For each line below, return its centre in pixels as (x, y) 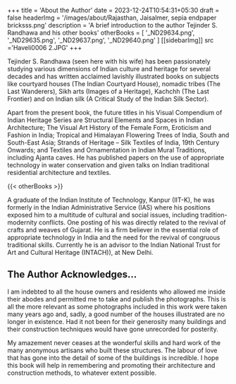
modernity (22, 222)
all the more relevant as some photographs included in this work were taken (117, 306)
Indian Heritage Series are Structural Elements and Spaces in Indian (106, 120)
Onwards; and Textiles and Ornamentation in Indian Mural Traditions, (107, 150)
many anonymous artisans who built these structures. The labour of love (112, 350)
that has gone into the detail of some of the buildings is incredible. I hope (113, 358)
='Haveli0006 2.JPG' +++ (45, 48)
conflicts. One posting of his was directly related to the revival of (132, 222)
